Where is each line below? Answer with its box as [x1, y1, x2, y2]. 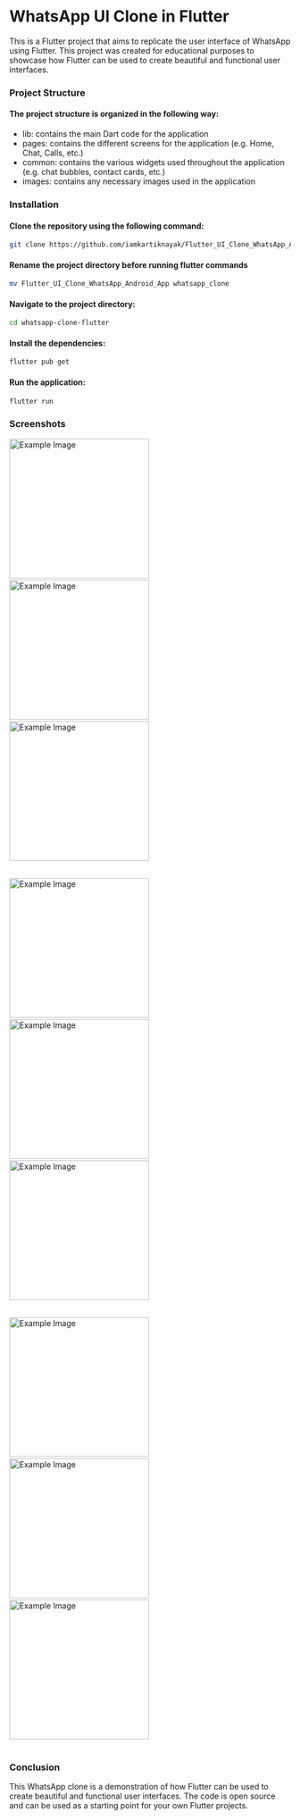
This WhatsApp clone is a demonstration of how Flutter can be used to [9, 1781, 270, 1791]
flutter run [9, 397, 54, 405]
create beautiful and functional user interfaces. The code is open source [9, 1791, 276, 1801]
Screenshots [9, 418, 66, 430]
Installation [9, 198, 60, 211]
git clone [9, 240, 46, 249]
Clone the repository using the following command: [9, 221, 204, 231]
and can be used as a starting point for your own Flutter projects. [9, 1799, 248, 1810]
